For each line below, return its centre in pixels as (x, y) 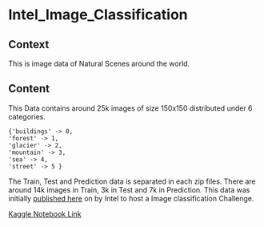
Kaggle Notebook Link (45, 213)
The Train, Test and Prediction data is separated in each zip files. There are (132, 181)
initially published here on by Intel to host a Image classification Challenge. (131, 198)
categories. (27, 116)
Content (29, 89)
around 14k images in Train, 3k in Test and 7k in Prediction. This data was (129, 189)
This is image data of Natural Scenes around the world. (99, 63)
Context (29, 45)
